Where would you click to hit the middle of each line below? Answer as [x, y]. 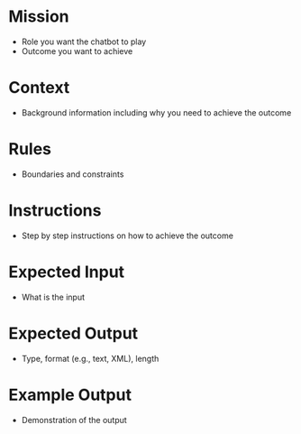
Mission [39, 17]
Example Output [70, 395]
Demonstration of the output [74, 420]
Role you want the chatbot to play [84, 42]
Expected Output [73, 333]
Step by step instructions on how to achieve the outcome [127, 235]
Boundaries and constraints [73, 174]
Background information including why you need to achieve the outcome [156, 112]
